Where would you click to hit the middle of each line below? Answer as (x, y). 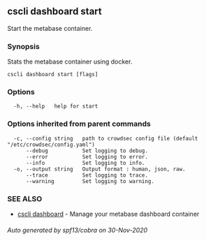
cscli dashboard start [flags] (53, 75)
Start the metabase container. (50, 28)
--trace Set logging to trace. (87, 175)
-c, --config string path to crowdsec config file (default (106, 138)
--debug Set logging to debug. (87, 151)
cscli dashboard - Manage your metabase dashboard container (108, 214)
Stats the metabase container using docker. (70, 61)
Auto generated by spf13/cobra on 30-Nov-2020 (78, 230)
